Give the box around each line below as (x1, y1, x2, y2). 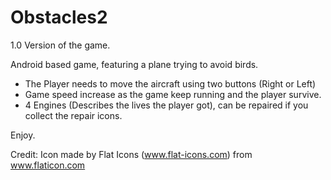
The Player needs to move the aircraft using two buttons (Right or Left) (24, 77, 317, 90)
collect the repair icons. (24, 109, 123, 121)
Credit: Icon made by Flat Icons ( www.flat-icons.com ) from (10, 148, 253, 160)
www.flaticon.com (10, 159, 86, 171)
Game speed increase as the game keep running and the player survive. (24, 88, 322, 100)
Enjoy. (10, 129, 36, 141)
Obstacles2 (10, 6, 108, 29)
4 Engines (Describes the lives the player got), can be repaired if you (24, 99, 309, 111)
